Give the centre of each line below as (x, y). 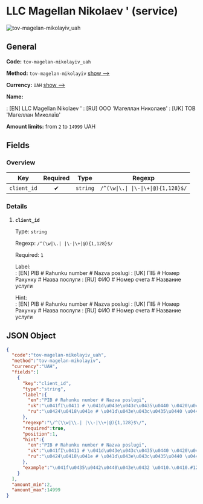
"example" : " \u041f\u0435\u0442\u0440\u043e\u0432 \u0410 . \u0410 (105, 467)
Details (17, 207)
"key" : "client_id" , (47, 383)
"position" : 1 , (40, 434)
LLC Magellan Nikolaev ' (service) (92, 11)
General (22, 47)
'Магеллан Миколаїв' (34, 115)
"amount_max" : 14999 (36, 490)
